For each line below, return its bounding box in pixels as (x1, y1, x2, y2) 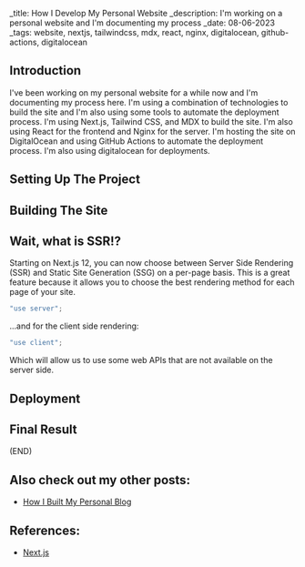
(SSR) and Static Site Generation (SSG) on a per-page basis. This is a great (9, 268, 290, 278)
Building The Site (9, 202, 108, 218)
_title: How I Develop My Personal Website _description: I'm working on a (9, 8, 283, 18)
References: (9, 522, 80, 538)
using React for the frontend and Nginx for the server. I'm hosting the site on (9, 126, 296, 137)
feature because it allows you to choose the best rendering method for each (9, 277, 295, 288)
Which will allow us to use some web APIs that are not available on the (9, 355, 273, 366)
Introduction (9, 63, 82, 78)
